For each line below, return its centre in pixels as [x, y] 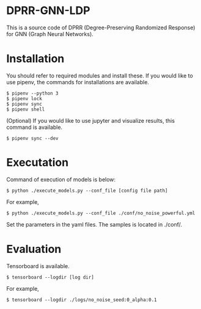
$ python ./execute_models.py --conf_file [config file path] [87, 191]
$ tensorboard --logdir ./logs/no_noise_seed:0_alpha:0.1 [82, 300]
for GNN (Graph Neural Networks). [50, 34]
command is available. [35, 127]
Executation [38, 163]
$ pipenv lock [24, 98]
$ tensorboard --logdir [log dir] [50, 277]
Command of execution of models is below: [61, 179]
